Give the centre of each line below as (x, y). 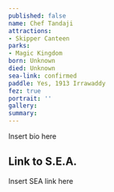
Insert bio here (33, 136)
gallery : (23, 106)
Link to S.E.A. (43, 162)
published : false (37, 16)
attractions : (30, 31)
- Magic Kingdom (35, 53)
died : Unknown (32, 69)
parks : (19, 46)
